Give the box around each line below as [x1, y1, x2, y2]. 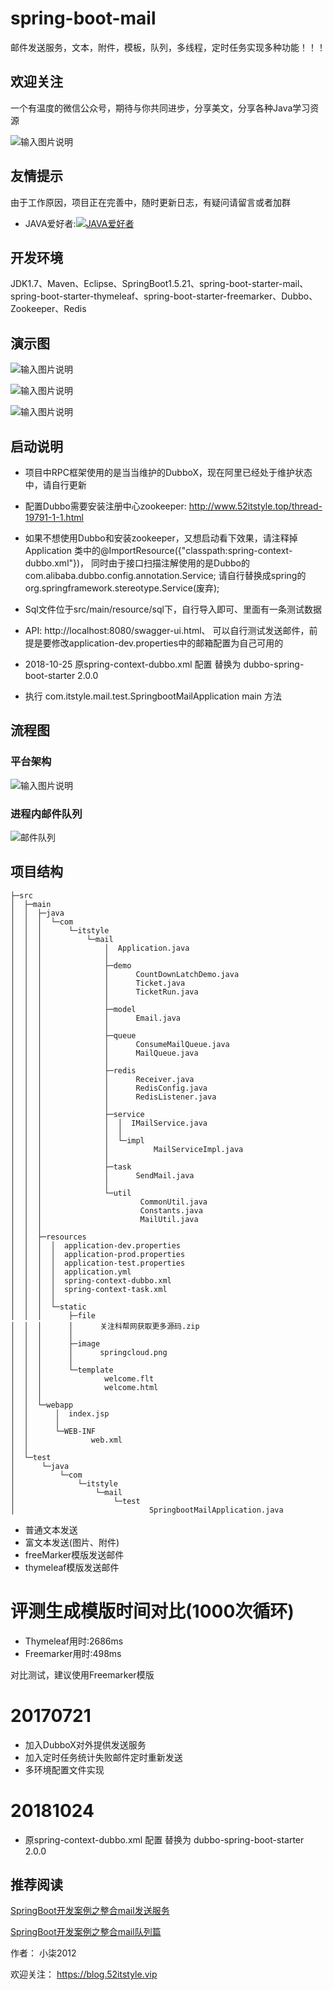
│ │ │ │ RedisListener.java [10, 1092, 217, 1102]
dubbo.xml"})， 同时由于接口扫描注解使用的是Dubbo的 [24, 557, 250, 569]
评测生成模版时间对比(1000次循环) [10, 1600, 295, 1622]
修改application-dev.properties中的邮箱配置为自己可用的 [51, 637, 284, 649]
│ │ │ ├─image [10, 1338, 101, 1349]
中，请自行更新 [24, 479, 87, 491]
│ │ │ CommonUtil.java [10, 1197, 208, 1207]
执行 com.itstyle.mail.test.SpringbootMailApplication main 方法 [24, 690, 282, 702]
